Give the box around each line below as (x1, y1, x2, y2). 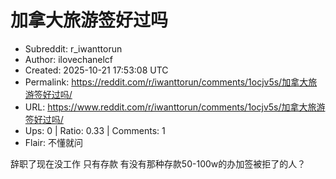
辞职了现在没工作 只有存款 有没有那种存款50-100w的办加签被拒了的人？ (10, 157, 307, 170)
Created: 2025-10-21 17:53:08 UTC (24, 64, 169, 76)
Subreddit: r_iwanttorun (24, 42, 123, 55)
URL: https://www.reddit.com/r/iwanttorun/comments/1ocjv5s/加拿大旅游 (24, 101, 326, 113)
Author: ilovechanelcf (24, 53, 114, 65)
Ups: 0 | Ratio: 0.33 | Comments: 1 (24, 124, 166, 136)
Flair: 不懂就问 (24, 136, 83, 148)
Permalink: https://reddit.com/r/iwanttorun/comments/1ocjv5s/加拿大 (24, 76, 309, 88)
